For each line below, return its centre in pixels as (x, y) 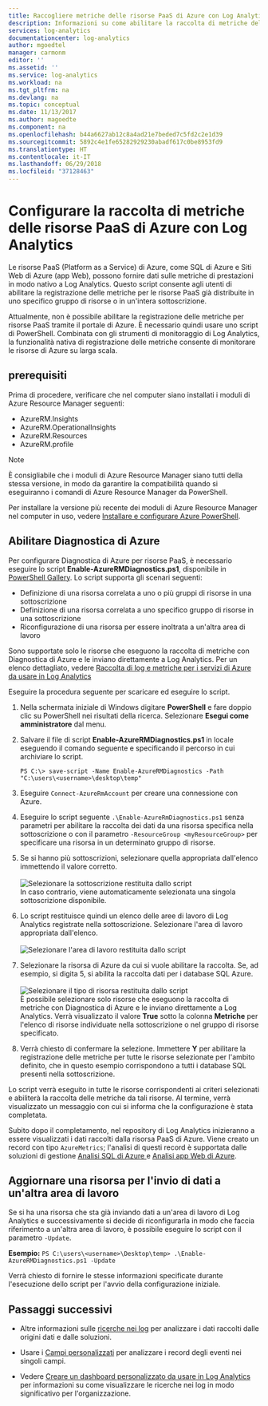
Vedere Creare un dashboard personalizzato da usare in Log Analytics (135, 1376)
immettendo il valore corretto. (69, 866)
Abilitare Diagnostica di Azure (84, 541)
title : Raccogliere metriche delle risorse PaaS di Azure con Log (121, 16)
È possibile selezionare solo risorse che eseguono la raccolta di (124, 999)
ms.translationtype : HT (48, 149)
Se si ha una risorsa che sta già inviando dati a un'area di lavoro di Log (124, 1212)
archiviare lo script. (51, 756)
